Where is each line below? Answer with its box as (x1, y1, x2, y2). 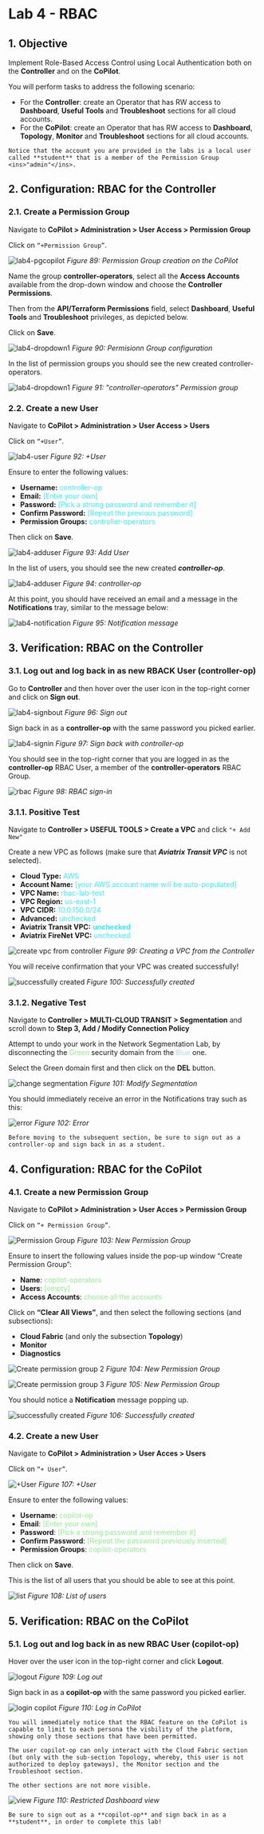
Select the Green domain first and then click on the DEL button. (8, 1063, 216, 1073)
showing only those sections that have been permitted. (8, 1732, 198, 1740)
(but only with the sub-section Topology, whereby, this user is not (8, 1753, 245, 1761)
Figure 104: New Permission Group (105, 1364, 221, 1373)
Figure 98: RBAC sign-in (33, 786, 113, 796)
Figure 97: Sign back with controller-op (55, 738, 184, 748)
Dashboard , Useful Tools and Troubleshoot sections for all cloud (19, 106, 236, 115)
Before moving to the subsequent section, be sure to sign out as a (8, 1133, 241, 1142)
